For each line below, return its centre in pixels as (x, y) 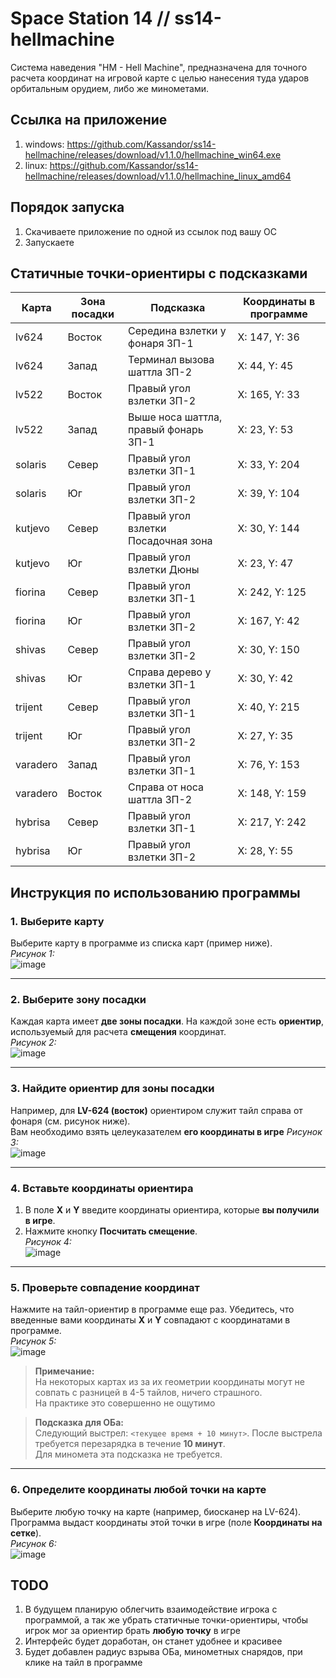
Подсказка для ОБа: (79, 1423)
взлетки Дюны (164, 570)
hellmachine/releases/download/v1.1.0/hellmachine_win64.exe (153, 154)
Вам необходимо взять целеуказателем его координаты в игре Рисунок (166, 1131)
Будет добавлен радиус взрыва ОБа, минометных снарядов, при (163, 1652)
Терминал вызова (171, 360)
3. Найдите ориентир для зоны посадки (112, 1089)
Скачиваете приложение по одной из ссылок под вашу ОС (150, 231)
